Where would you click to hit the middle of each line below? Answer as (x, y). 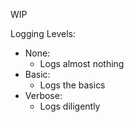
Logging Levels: (43, 33)
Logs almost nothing (82, 63)
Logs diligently (70, 106)
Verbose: (43, 95)
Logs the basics (72, 85)
